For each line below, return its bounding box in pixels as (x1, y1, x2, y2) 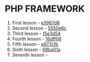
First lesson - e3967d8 (12, 20, 60, 26)
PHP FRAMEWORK (5, 3, 85, 15)
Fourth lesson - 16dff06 (12, 36, 62, 42)
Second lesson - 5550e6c (12, 25, 67, 31)
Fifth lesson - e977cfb (12, 41, 58, 47)
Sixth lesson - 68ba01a (12, 46, 61, 52)
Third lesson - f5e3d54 (12, 30, 61, 36)
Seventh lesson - (12, 51, 48, 58)
